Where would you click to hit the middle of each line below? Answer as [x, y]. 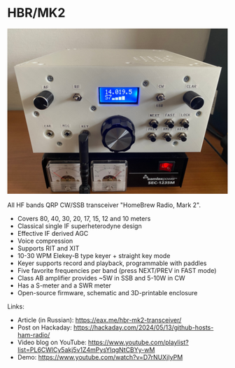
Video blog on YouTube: [52, 342]
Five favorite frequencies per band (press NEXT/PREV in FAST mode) [117, 270]
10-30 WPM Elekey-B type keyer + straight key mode [94, 255]
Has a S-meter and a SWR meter [64, 285]
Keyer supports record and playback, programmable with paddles [112, 263]
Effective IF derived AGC [53, 233]
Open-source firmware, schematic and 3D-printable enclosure [107, 292]
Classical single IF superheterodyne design [79, 226]
